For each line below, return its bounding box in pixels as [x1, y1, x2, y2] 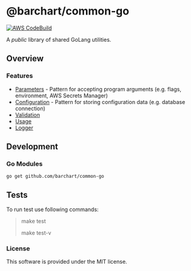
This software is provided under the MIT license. [6, 258, 127, 266]
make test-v [21, 229, 52, 237]
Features [6, 71, 33, 80]
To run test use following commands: [6, 206, 99, 213]
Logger [15, 124, 33, 131]
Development [6, 142, 59, 152]
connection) [15, 105, 45, 112]
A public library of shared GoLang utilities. [6, 36, 112, 43]
